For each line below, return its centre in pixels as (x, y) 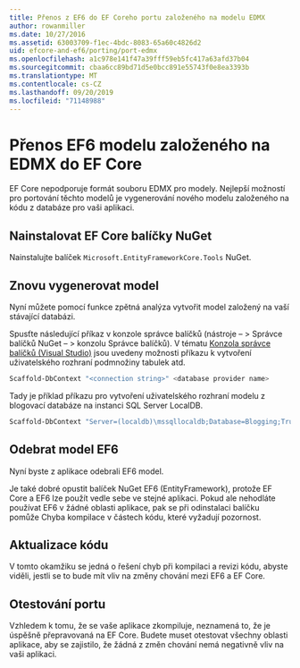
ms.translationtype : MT (54, 76)
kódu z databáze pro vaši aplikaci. (72, 207)
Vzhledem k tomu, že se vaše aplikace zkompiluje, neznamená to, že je (140, 626)
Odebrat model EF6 (64, 449)
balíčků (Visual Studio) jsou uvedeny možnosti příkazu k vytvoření (130, 352)
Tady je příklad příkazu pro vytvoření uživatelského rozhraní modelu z (137, 395)
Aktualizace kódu (59, 545)
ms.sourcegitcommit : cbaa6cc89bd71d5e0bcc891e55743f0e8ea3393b (129, 68)
